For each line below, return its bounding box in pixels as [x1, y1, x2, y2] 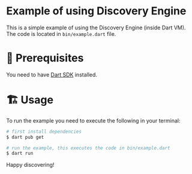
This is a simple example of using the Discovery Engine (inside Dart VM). [6, 24, 186, 31]
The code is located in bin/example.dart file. [6, 30, 116, 37]
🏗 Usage [6, 93, 54, 107]
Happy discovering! [6, 161, 55, 169]
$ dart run [6, 151, 34, 157]
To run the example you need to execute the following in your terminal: [6, 117, 181, 124]
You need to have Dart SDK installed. [6, 71, 98, 78]
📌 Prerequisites [6, 51, 84, 65]
